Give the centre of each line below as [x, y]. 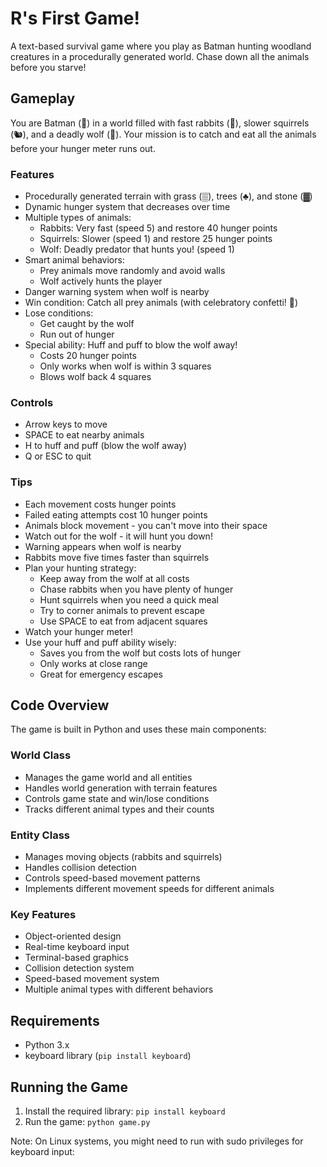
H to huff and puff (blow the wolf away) [106, 446]
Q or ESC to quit [58, 456]
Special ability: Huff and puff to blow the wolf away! [131, 345]
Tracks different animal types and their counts [119, 809]
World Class [41, 755]
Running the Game [69, 1087]
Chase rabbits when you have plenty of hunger [136, 589]
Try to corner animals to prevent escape [122, 610]
